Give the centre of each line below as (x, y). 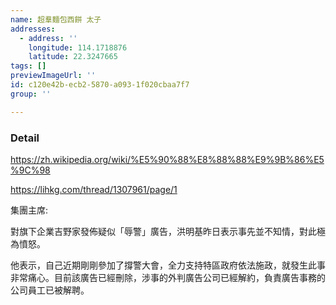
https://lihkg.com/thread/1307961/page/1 (94, 189)
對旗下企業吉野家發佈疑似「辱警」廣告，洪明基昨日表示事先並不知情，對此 (163, 231)
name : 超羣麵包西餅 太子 (56, 19)
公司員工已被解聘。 (50, 290)
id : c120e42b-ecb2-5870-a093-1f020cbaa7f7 (100, 85)
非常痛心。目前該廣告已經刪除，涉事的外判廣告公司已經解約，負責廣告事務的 (168, 277)
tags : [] (28, 66)
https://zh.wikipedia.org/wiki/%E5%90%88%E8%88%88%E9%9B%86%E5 (167, 159)
